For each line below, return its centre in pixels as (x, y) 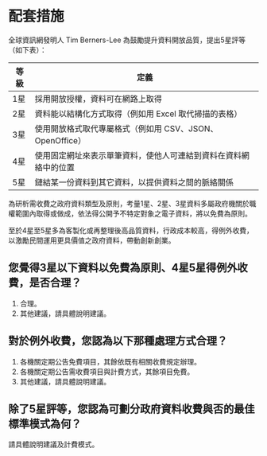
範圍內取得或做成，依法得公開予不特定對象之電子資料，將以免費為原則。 (133, 213)
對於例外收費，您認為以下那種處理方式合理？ (118, 341)
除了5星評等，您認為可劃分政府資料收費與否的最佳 (132, 409)
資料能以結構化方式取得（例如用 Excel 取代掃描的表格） (138, 114)
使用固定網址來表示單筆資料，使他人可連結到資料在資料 (138, 155)
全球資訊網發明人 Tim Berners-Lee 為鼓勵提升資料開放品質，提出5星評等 (127, 40)
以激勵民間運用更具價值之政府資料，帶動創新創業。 (92, 240)
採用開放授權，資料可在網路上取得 (99, 99)
